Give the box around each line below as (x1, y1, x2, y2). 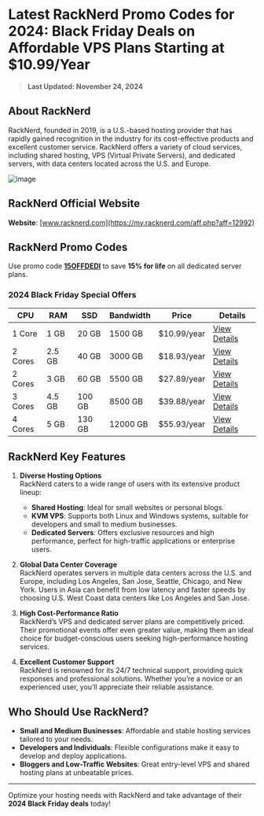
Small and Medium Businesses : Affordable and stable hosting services (19, 726, 251, 736)
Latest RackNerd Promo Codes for (8, 6, 235, 24)
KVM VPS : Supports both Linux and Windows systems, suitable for (31, 511, 249, 521)
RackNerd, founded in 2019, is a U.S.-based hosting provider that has (8, 125, 233, 135)
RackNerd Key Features (8, 450, 126, 463)
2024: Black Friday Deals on (8, 22, 196, 40)
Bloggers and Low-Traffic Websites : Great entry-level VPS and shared (19, 759, 250, 769)
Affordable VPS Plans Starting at (8, 39, 225, 57)
